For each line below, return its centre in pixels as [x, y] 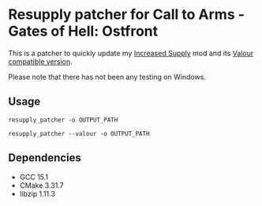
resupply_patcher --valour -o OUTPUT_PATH [79, 133]
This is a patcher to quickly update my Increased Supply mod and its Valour [131, 53]
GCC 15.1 [34, 177]
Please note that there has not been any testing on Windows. [107, 77]
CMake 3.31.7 [42, 185]
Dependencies [45, 158]
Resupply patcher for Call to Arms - [127, 15]
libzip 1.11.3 [37, 193]
